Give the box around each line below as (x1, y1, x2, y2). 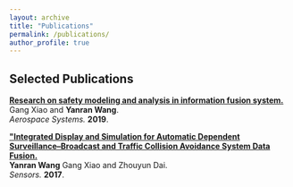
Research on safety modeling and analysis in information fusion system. (9, 95, 284, 106)
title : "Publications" (9, 21, 94, 30)
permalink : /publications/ (9, 30, 110, 38)
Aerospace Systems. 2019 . (9, 114, 109, 125)
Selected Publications (9, 71, 134, 86)
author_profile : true (9, 38, 90, 47)
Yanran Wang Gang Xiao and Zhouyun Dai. (9, 160, 168, 171)
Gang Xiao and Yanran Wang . (9, 105, 119, 115)
